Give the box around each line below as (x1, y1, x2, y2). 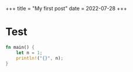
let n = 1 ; (16, 49, 43, 56)
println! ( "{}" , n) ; (16, 55, 64, 61)
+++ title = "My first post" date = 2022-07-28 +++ (5, 5, 127, 12)
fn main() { (5, 44, 35, 50)
